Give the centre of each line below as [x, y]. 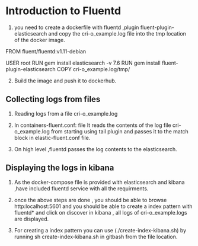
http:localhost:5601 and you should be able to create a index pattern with [103, 206]
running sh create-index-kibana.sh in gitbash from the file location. [96, 237]
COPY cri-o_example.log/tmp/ [93, 69]
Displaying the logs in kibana [60, 168]
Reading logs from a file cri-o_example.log [66, 113]
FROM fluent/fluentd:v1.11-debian [46, 51]
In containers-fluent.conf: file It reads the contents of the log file [92, 125]
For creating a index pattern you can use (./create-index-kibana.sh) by [100, 230]
